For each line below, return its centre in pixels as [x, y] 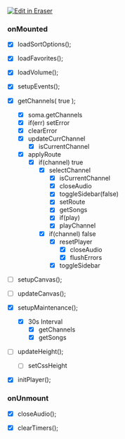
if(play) [70, 218]
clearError [42, 131]
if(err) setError [49, 122]
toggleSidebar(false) [89, 194]
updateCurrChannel [57, 138]
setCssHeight [48, 366]
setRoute [72, 202]
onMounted [27, 29]
